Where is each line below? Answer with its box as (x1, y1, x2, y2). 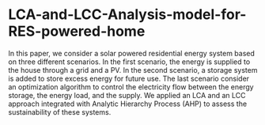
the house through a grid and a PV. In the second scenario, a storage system (8, 65, 258, 74)
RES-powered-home (8, 22, 146, 40)
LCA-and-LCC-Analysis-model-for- (8, 6, 247, 24)
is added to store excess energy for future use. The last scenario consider (8, 74, 250, 83)
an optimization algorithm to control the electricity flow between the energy (8, 81, 255, 92)
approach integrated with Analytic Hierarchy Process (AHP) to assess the (8, 99, 248, 108)
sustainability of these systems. (8, 107, 112, 116)
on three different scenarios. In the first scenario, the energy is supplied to (8, 57, 251, 66)
